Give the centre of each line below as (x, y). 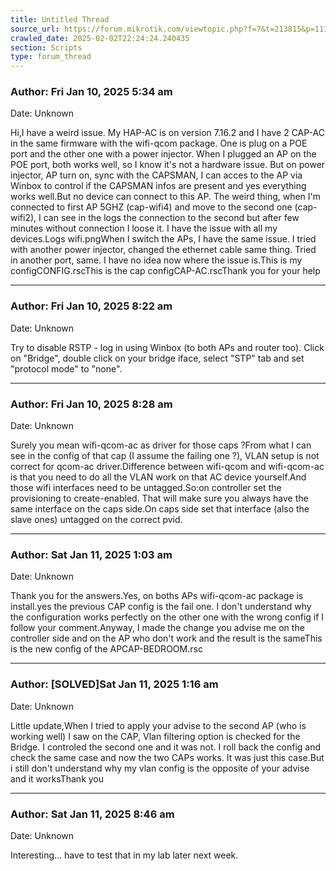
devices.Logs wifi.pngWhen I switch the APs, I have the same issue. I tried (163, 239)
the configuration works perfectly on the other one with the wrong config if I (167, 617)
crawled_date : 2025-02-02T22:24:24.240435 (100, 38)
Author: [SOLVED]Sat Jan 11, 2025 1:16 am (114, 684)
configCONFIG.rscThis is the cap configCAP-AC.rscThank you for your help (165, 271)
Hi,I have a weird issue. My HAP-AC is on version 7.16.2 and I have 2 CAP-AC (167, 133)
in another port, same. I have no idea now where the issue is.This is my (156, 260)
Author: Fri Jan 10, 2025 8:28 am (91, 404)
